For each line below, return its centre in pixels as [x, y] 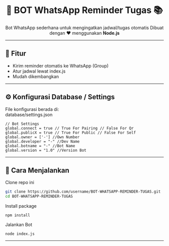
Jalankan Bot [19, 225]
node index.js [20, 234]
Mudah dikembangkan [36, 76]
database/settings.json [29, 114]
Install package [21, 206]
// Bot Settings [22, 124]
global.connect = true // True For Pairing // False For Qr [70, 128]
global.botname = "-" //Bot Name [40, 146]
